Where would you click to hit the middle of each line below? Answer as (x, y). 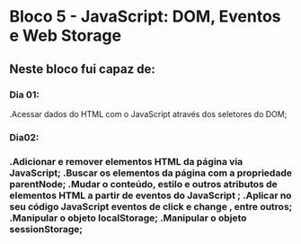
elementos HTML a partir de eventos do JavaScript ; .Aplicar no (150, 195)
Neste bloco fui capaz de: (82, 69)
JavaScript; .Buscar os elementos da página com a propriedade (150, 173)
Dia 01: (25, 95)
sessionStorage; (46, 229)
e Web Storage (66, 36)
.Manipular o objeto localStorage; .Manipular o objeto (128, 218)
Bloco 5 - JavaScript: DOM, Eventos (145, 17)
